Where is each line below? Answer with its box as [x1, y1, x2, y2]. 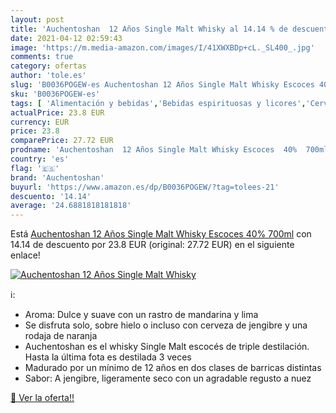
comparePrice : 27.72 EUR [10, 136, 114, 146]
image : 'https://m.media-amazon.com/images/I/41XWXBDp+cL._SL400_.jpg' [10, 42, 315, 53]
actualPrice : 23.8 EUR [10, 107, 105, 118]
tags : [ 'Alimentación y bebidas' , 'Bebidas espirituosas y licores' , [10, 98, 307, 108]
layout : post [10, 14, 65, 25]
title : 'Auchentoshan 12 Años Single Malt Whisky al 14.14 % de [10, 24, 288, 34]
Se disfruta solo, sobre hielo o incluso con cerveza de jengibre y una [24, 319, 308, 331]
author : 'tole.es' [10, 71, 87, 81]
